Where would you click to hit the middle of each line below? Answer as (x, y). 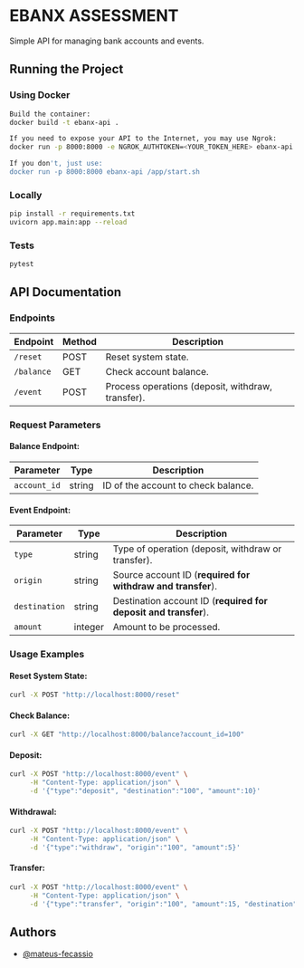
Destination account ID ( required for (190, 601)
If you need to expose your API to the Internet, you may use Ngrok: (143, 139)
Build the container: (50, 114)
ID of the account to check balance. (178, 485)
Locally (26, 195)
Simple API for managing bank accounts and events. (107, 41)
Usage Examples (47, 655)
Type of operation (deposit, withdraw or (197, 549)
